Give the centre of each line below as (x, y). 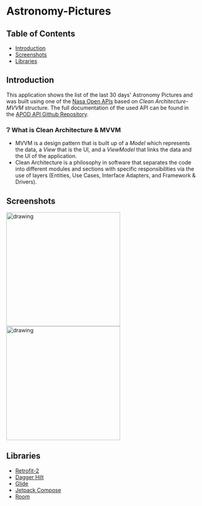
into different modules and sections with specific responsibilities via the (104, 169)
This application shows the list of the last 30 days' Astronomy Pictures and (99, 95)
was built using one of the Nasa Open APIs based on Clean (80, 101)
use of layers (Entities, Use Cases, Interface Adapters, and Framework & (105, 176)
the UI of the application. (46, 156)
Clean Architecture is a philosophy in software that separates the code (103, 163)
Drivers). (26, 182)
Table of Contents (41, 34)
